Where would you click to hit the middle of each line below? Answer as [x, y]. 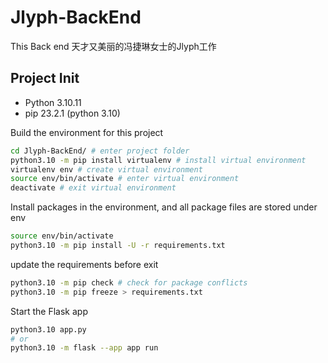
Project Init [45, 78]
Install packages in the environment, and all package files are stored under [164, 207]
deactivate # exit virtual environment [93, 188]
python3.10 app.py [48, 329]
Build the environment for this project [87, 132]
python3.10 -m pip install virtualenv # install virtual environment [158, 160]
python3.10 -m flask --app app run [84, 348]
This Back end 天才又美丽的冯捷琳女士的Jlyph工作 [113, 46]
